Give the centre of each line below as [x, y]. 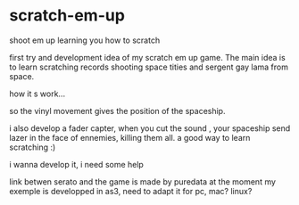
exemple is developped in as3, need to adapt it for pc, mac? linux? [131, 191]
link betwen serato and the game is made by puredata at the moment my [143, 181]
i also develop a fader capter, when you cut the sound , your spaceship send [150, 128]
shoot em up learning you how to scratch [85, 40]
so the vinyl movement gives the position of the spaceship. [117, 111]
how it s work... [37, 94]
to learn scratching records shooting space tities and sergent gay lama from [149, 67]
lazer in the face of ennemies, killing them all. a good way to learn [130, 137]
